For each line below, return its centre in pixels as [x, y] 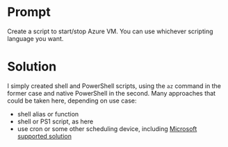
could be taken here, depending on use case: [72, 101]
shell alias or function [48, 114]
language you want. [35, 38]
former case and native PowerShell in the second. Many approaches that [112, 93]
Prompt [29, 12]
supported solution [44, 136]
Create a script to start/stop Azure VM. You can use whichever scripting [110, 31]
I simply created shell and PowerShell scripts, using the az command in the [114, 86]
